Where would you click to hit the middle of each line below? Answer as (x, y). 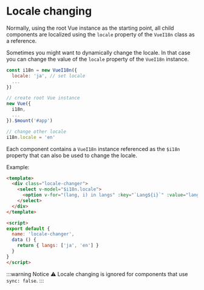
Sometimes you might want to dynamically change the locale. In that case (98, 52)
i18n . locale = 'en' (31, 137)
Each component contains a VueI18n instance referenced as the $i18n (93, 149)
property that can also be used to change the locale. (72, 155)
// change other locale (36, 132)
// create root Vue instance (43, 98)
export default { (28, 229)
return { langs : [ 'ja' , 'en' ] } (58, 246)
